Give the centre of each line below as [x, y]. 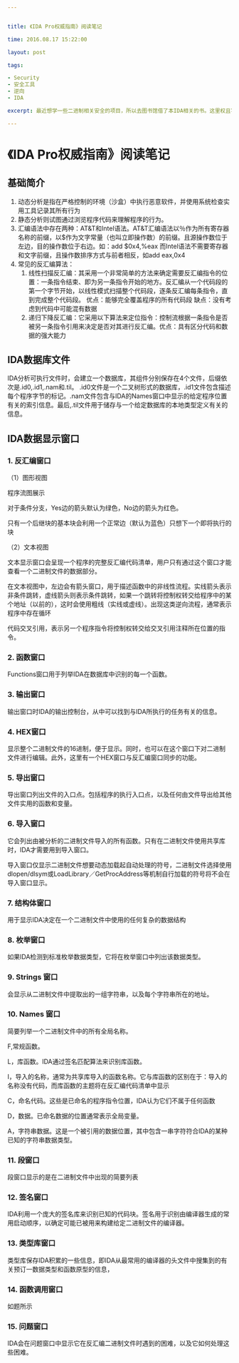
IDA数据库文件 [39, 360]
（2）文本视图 [28, 547]
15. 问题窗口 [28, 1326]
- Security [23, 78]
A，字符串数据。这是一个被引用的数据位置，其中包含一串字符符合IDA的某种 [117, 1130]
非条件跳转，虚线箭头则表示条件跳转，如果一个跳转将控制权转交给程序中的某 [119, 596]
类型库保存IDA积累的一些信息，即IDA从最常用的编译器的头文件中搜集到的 [115, 1260]
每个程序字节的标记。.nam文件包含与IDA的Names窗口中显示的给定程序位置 [117, 396]
